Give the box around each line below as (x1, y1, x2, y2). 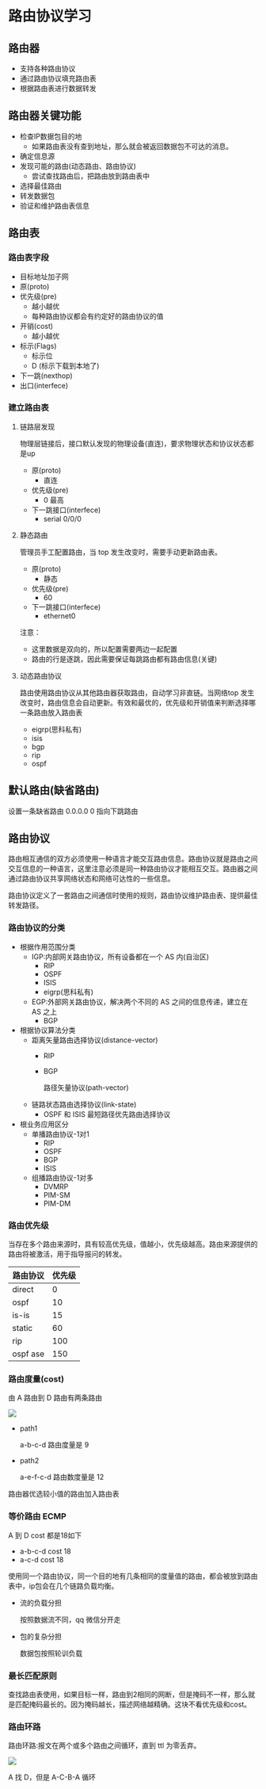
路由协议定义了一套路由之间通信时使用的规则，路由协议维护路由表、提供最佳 (8, 891, 258, 900)
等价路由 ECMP (8, 1511, 67, 1522)
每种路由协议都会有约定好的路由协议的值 (31, 311, 164, 321)
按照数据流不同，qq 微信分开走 (19, 1615, 121, 1624)
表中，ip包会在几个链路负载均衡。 (8, 1581, 119, 1590)
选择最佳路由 (19, 181, 62, 190)
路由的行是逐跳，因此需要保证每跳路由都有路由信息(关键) (31, 654, 218, 663)
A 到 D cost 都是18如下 (8, 1531, 82, 1540)
